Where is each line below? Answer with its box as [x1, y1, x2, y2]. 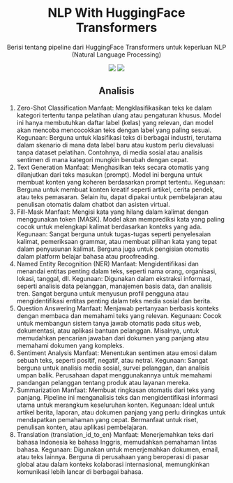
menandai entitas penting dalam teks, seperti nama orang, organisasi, [16, 267, 217, 275]
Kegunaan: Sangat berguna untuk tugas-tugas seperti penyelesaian [16, 229, 211, 238]
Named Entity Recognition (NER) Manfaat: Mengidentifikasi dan [16, 259, 200, 268]
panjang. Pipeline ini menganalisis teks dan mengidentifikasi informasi [16, 393, 218, 401]
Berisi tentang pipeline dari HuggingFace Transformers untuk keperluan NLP [6, 43, 227, 51]
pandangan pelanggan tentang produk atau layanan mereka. [16, 378, 190, 387]
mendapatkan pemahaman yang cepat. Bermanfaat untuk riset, [16, 415, 199, 424]
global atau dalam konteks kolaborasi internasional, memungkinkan [16, 460, 210, 468]
